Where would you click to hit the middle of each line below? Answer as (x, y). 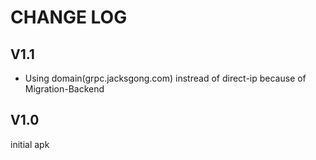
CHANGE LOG (69, 17)
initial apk (30, 144)
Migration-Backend (64, 89)
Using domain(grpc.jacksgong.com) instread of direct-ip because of (165, 78)
